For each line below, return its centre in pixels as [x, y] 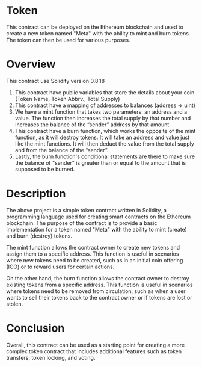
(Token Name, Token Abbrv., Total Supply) [67, 99]
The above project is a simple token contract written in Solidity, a [87, 210]
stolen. [15, 304]
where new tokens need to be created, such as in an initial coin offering [95, 260]
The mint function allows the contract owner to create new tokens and [93, 247]
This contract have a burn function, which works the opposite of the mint [105, 131]
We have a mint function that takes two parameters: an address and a [101, 111]
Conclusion [35, 328]
